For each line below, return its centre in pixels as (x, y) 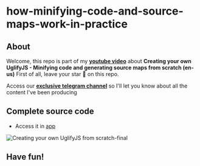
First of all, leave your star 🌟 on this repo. (67, 74)
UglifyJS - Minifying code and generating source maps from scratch (94, 67)
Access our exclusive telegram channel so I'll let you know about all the (97, 86)
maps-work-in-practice (67, 24)
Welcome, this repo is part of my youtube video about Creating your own (99, 61)
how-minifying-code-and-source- (95, 11)
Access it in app (35, 126)
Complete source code (50, 112)
